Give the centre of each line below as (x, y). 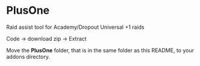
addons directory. (28, 56)
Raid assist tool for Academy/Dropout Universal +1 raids (75, 27)
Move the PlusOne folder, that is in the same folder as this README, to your (100, 50)
